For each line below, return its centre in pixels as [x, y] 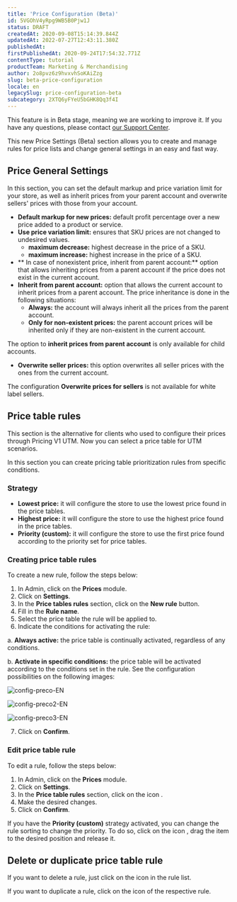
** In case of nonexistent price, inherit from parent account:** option [118, 262]
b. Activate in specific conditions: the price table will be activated [104, 661]
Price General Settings [58, 171]
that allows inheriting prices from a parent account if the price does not [121, 270]
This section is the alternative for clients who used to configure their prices [117, 433]
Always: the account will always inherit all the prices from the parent [128, 307]
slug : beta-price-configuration [55, 80]
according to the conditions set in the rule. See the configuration [102, 669]
